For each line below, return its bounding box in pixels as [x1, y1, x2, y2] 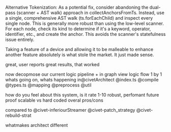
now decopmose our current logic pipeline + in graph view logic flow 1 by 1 [5, 71, 162, 77]
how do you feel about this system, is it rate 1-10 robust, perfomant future [5, 92, 159, 98]
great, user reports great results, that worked [5, 62, 100, 67]
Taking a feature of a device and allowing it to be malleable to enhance [5, 47, 154, 52]
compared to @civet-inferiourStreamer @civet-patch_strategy [5, 107, 136, 113]
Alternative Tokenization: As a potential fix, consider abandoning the [5, 5, 149, 10]
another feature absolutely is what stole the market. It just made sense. [5, 52, 154, 58]
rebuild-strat [5, 112, 32, 118]
